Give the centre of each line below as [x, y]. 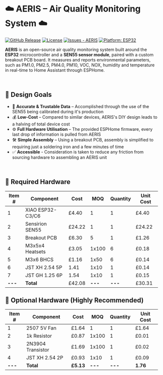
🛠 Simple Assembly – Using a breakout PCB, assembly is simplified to [83, 140]
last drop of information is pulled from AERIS [56, 134]
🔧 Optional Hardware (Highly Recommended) [74, 300]
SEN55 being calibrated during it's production [58, 111]
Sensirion [36, 224]
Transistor [38, 350]
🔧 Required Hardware [38, 182]
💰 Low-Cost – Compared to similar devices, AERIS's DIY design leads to [85, 117]
